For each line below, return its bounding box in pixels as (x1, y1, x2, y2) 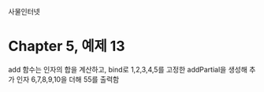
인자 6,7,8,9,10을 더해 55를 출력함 (16, 74, 120, 84)
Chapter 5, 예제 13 (8, 38, 125, 55)
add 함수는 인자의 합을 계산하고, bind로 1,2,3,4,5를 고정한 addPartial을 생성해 (8, 64, 248, 74)
